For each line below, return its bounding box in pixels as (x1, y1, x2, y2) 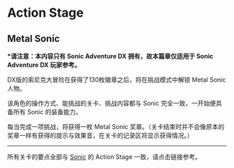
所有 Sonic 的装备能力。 (13, 108, 82, 116)
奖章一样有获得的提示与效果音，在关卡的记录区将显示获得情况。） (7, 131, 194, 139)
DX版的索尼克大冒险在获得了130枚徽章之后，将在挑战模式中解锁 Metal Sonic (7, 75, 226, 84)
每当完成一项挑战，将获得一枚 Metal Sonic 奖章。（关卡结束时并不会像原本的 (7, 123, 225, 130)
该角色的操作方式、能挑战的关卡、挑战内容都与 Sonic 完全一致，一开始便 (7, 99, 216, 107)
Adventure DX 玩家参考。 (7, 61, 81, 69)
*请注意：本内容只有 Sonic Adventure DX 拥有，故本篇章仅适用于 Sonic (7, 52, 214, 60)
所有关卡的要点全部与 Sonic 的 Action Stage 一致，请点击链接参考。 (7, 153, 202, 161)
